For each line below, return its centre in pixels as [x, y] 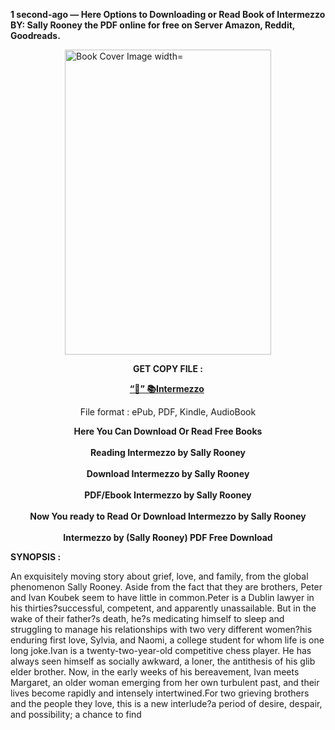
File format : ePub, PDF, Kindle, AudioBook [168, 412]
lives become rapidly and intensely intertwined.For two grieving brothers [160, 693]
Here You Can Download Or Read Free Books [168, 431]
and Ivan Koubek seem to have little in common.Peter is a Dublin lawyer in [162, 597]
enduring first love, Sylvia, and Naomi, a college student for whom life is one [167, 640]
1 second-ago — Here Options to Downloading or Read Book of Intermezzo [168, 14]
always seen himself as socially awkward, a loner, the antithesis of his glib [163, 661]
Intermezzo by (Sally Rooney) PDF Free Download [168, 537]
